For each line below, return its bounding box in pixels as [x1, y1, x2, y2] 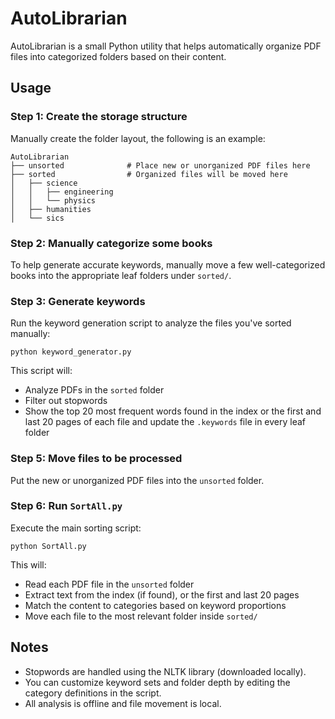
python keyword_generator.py [10, 347, 132, 357]
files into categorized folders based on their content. [10, 50, 227, 62]
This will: [10, 558, 47, 571]
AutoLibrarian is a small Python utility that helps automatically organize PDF [10, 40, 322, 52]
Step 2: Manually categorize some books [10, 236, 213, 250]
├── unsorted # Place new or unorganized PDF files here [10, 160, 311, 171]
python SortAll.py [10, 541, 87, 551]
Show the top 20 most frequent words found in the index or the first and [24, 405, 322, 417]
